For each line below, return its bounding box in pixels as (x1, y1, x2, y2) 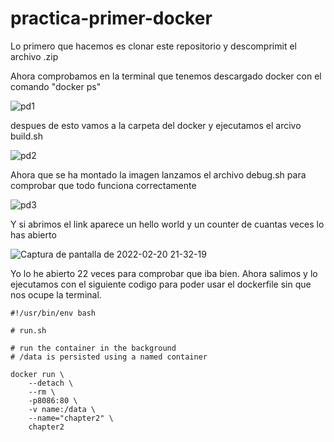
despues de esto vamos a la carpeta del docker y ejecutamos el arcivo (10, 119, 302, 131)
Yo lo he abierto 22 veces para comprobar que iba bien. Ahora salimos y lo (10, 267, 318, 279)
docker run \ (10, 369, 65, 379)
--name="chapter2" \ (28, 413, 114, 423)
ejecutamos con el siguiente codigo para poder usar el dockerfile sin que (10, 278, 312, 290)
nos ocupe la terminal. (10, 288, 102, 301)
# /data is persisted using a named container (10, 352, 208, 362)
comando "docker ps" (10, 80, 102, 92)
